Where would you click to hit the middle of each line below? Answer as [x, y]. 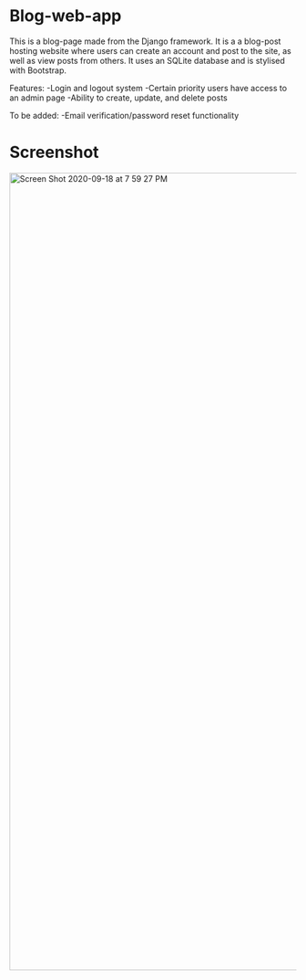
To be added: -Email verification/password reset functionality [124, 115]
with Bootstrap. [38, 70]
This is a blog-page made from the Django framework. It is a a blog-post [145, 41]
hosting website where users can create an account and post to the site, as [150, 50]
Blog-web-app [66, 16]
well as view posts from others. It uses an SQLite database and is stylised [147, 60]
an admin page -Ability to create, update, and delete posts [118, 98]
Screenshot [54, 153]
